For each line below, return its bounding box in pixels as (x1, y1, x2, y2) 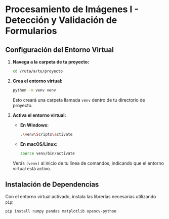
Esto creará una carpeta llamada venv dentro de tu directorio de (12, 97, 145, 103)
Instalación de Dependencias (5, 180, 99, 189)
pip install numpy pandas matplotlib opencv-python (5, 209, 116, 214)
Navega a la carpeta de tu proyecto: (12, 59, 90, 65)
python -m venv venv (12, 87, 56, 92)
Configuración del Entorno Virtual (5, 45, 114, 54)
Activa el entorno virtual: (12, 112, 66, 118)
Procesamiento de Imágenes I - (5, 4, 139, 15)
